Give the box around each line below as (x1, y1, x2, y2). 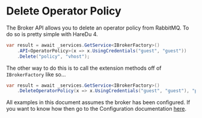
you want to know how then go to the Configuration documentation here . (6, 105, 187, 113)
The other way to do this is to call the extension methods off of (6, 64, 162, 72)
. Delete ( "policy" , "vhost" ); (17, 53, 90, 60)
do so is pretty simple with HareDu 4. (6, 30, 98, 37)
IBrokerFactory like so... (6, 70, 66, 78)
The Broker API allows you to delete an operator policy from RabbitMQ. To (6, 24, 189, 31)
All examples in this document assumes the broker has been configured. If (6, 99, 191, 106)
